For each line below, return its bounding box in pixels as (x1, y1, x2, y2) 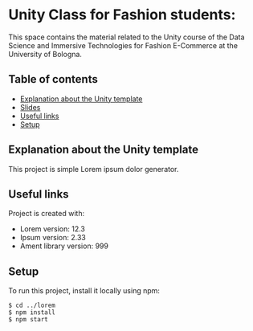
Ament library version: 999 (19, 241, 108, 251)
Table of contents (8, 72, 98, 86)
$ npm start (8, 316, 48, 324)
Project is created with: (8, 209, 85, 219)
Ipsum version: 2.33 (19, 233, 86, 243)
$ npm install (8, 309, 56, 317)
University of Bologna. (8, 49, 83, 59)
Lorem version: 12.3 (19, 224, 86, 234)
